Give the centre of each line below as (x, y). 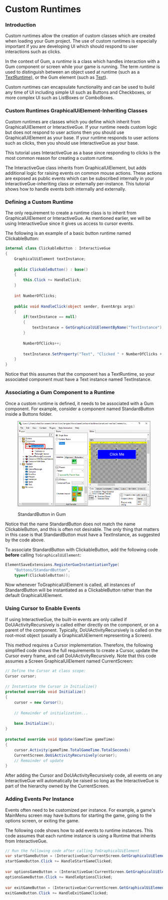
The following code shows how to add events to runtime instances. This (79, 830)
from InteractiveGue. (26, 841)
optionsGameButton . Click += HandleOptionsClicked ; (59, 877)
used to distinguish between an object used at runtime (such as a (72, 72)
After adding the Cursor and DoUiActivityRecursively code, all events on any (84, 775)
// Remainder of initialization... (51, 713)
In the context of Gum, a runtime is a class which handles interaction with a (82, 62)
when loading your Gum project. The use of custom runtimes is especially (81, 41)
